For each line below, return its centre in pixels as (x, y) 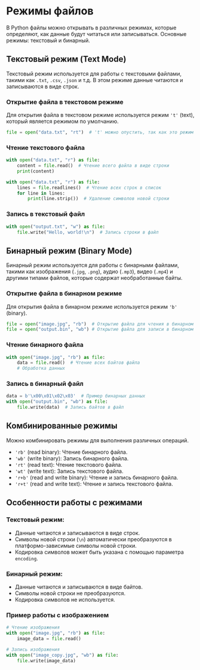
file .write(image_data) (47, 660)
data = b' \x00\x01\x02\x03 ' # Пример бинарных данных (76, 396)
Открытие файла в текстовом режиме (65, 102)
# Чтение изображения (33, 627)
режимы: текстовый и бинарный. (48, 40)
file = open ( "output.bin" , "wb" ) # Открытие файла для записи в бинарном (100, 330)
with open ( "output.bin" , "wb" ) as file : (57, 402)
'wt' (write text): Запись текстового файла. (69, 471)
